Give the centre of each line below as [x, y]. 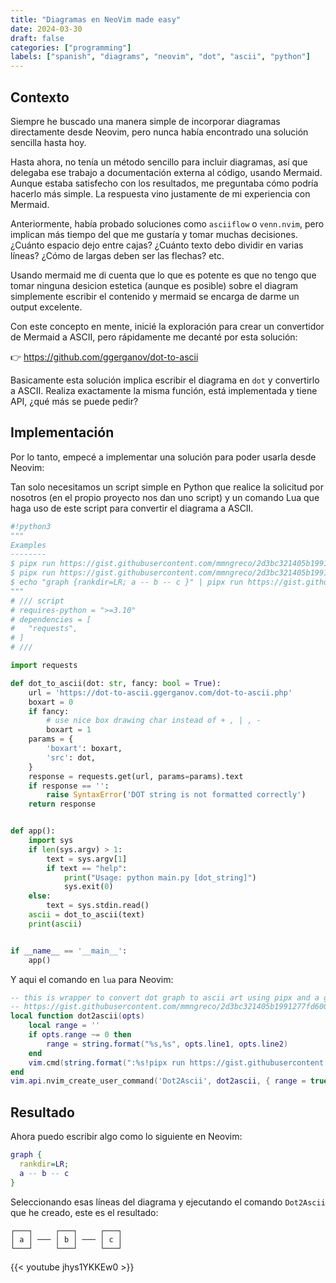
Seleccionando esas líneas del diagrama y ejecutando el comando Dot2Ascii [168, 1202]
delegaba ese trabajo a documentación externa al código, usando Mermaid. [166, 172]
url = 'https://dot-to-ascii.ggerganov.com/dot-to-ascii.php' [160, 692]
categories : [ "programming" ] [71, 47]
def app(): [33, 831]
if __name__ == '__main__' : [69, 951]
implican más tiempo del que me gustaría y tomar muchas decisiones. [154, 234]
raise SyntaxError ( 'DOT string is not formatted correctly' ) [176, 795]
